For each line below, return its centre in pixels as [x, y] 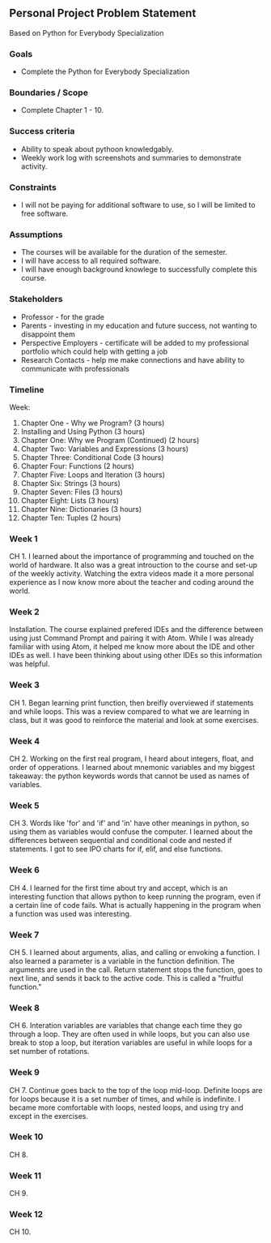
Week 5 [24, 805]
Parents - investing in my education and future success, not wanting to [139, 325]
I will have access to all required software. [91, 261]
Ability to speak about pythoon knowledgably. [97, 148]
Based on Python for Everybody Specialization [87, 32]
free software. [44, 213]
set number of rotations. [49, 1052]
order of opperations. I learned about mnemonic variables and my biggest [132, 768]
